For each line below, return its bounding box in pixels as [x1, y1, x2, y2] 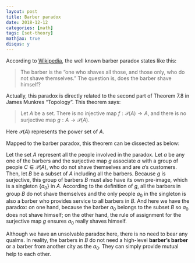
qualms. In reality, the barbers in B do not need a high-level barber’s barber [6, 237, 188, 244]
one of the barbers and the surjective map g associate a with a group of [6, 157, 179, 164]
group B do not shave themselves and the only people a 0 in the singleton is [6, 190, 186, 199]
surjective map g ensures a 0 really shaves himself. [6, 217, 127, 226]
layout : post [6, 8, 38, 15]
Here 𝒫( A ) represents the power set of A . [6, 128, 105, 135]
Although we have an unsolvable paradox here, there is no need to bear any [6, 230, 188, 237]
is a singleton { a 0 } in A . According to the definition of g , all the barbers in [6, 182, 181, 191]
